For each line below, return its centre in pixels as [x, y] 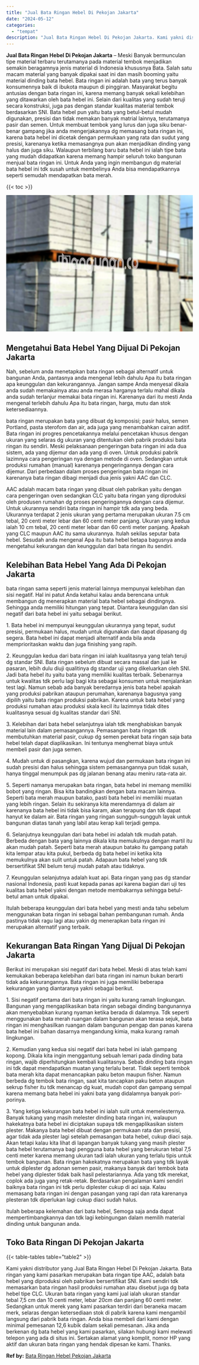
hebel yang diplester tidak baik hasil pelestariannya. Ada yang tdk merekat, [98, 1175]
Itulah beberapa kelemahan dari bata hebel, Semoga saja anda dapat [90, 1211]
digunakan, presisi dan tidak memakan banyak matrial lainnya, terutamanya [98, 118]
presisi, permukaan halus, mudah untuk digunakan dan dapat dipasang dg [97, 632]
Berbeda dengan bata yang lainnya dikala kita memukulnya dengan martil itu [99, 841]
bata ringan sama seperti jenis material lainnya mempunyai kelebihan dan [96, 589]
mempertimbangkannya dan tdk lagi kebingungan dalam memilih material [95, 1218]
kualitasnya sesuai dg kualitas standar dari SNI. [64, 713]
